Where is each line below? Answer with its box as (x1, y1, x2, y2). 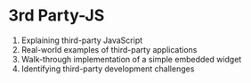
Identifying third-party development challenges (20, 63, 195, 74)
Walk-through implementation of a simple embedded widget (20, 54, 242, 64)
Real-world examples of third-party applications (20, 44, 198, 54)
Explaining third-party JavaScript (20, 35, 143, 46)
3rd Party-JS (8, 5, 105, 26)
